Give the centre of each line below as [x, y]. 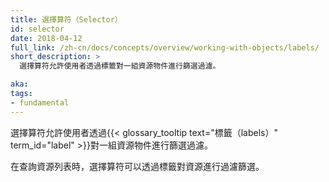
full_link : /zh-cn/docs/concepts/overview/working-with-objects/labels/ [165, 47]
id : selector [37, 29]
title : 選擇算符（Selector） [66, 19]
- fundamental [40, 102]
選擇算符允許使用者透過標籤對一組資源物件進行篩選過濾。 [120, 66]
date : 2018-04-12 [46, 38]
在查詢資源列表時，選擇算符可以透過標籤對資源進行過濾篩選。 [137, 166]
